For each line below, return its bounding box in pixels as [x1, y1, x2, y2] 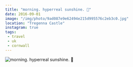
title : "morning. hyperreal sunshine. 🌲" [5, 7, 92, 12]
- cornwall [7, 43, 30, 48]
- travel [7, 34, 26, 39]
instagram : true [5, 25, 38, 30]
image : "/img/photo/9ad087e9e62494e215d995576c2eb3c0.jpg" [5, 16, 129, 21]
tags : [5, 30, 16, 34]
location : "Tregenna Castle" [5, 20, 65, 26]
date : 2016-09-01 [5, 12, 41, 17]
